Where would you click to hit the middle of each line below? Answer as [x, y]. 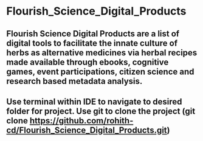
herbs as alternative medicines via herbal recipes [102, 53]
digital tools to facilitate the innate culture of [92, 43]
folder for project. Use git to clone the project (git [101, 111]
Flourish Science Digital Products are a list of [93, 34]
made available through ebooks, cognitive [88, 62]
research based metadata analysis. [74, 81]
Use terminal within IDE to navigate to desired [94, 101]
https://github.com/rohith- [81, 121]
